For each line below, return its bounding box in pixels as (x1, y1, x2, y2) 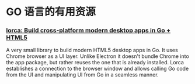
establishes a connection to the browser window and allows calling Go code (6, 65, 189, 72)
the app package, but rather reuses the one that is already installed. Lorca (6, 59, 184, 66)
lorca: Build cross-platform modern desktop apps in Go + (6, 27, 171, 35)
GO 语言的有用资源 (6, 5, 96, 19)
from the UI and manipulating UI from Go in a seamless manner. (6, 71, 159, 78)
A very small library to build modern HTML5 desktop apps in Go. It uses (6, 47, 178, 54)
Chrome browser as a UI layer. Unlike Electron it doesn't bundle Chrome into (6, 53, 190, 60)
